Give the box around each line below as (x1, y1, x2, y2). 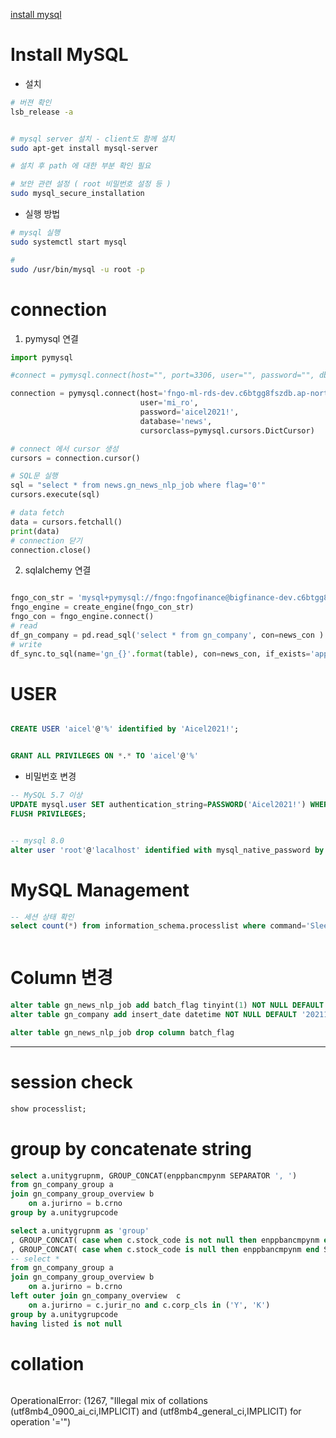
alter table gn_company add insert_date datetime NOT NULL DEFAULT (10, 1010, 298, 1020)
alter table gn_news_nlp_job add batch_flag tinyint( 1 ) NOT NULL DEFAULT (10, 1000, 325, 1011)
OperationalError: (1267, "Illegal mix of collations (10, 1394, 209, 1406)
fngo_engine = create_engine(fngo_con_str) (10, 602, 195, 613)
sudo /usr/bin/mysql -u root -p (10, 264, 145, 274)
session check (10, 1071, 133, 1093)
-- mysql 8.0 (10, 835, 65, 846)
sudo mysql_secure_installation (10, 189, 145, 199)
